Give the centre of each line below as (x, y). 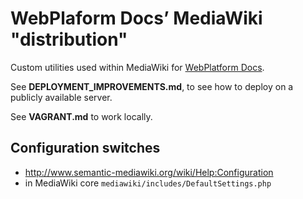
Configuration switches (85, 148)
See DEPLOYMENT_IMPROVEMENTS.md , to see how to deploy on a (152, 86)
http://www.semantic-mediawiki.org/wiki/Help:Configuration (149, 172)
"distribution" (69, 39)
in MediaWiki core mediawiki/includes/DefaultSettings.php (148, 183)
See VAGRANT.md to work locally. (81, 116)
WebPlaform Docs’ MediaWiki (136, 18)
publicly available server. (61, 97)
